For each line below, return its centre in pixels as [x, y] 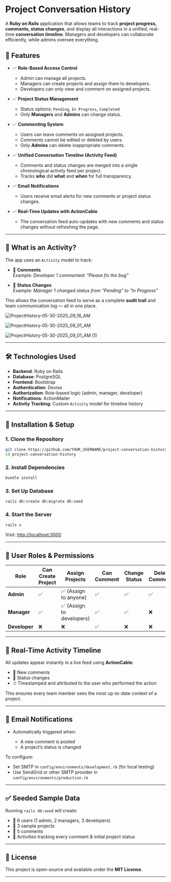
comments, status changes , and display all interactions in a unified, [77, 28]
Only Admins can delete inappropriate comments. [73, 145]
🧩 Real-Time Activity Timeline [53, 650]
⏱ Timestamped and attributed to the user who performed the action [84, 683]
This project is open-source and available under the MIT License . [74, 870]
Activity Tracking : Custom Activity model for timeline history [78, 404]
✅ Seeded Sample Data [43, 798]
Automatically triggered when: [44, 731]
